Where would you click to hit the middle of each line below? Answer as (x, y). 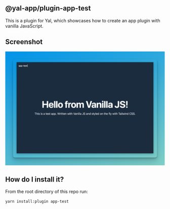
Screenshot (24, 42)
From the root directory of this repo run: (47, 192)
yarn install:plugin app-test (37, 202)
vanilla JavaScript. (25, 26)
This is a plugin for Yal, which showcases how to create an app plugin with (83, 20)
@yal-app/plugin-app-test (48, 8)
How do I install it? (35, 179)
